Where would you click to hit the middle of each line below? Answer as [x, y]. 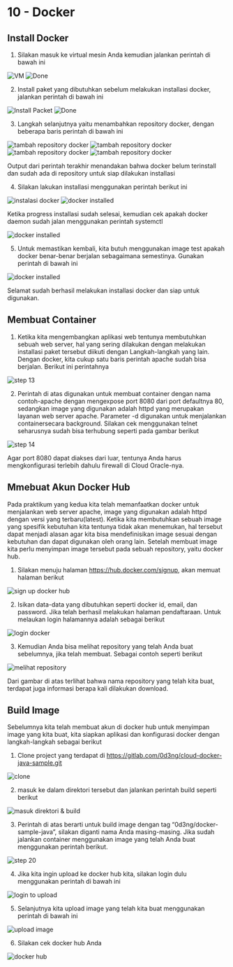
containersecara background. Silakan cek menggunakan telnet [107, 423]
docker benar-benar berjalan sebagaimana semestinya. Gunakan [111, 256]
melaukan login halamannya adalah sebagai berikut [91, 619]
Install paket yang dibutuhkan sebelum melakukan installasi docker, [114, 89]
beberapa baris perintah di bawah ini [70, 131]
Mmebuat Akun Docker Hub [69, 487]
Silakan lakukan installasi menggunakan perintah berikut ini [102, 187]
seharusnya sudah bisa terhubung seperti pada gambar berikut [108, 430]
